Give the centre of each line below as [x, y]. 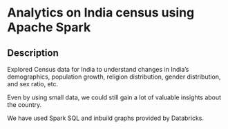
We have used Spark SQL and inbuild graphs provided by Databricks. [105, 118]
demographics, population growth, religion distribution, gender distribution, [114, 77]
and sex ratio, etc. [33, 84]
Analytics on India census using [101, 13]
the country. [25, 105]
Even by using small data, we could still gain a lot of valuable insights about [114, 97]
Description [33, 53]
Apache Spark [49, 27]
